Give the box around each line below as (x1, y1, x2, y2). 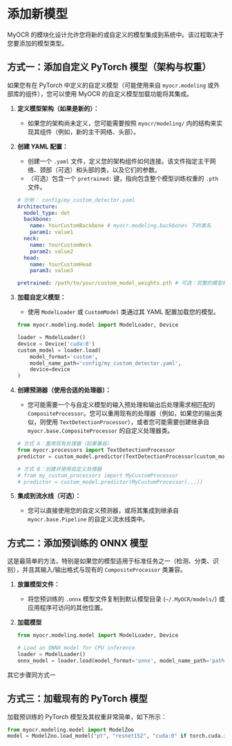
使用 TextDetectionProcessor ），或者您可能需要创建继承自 (46, 418, 210, 426)
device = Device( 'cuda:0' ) (17, 340, 95, 347)
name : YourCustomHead (30, 260, 92, 268)
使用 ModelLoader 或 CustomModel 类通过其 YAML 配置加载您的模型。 (27, 308, 220, 316)
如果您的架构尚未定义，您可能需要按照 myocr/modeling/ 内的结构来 (27, 119, 217, 127)
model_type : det (23, 209, 70, 216)
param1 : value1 (30, 229, 74, 236)
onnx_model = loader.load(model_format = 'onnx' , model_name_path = (17, 657, 209, 664)
